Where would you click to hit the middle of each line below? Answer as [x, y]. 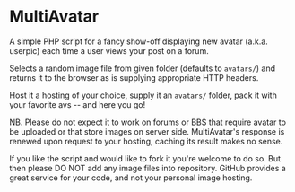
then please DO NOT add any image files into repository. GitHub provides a [148, 168]
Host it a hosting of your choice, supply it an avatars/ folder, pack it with [143, 95]
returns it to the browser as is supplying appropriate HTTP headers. [134, 77]
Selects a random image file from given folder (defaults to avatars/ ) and [143, 68]
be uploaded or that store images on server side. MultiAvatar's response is [147, 131]
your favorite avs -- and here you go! [78, 104]
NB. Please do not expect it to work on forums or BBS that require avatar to [148, 122]
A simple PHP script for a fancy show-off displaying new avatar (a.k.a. [139, 41]
